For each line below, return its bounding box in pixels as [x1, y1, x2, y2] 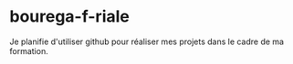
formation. [9, 45, 48, 56]
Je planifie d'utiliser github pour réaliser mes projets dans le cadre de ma [9, 36, 285, 47]
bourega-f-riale [9, 6, 130, 27]
